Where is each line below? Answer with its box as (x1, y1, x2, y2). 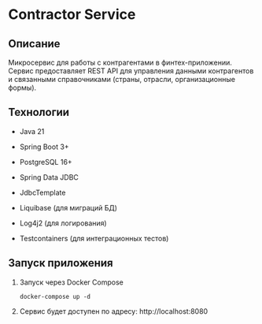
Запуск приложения (8, 256, 113, 270)
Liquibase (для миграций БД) (19, 203, 118, 212)
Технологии (8, 106, 69, 119)
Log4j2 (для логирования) (19, 218, 108, 228)
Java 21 (19, 126, 45, 136)
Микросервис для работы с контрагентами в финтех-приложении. (8, 58, 232, 67)
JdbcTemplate (19, 188, 66, 197)
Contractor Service (8, 6, 136, 24)
